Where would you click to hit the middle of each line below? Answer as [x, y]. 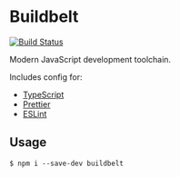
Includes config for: [46, 77]
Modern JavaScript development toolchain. [90, 59]
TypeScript [43, 94]
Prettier [36, 104]
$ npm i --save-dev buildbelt [67, 163]
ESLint [35, 113]
